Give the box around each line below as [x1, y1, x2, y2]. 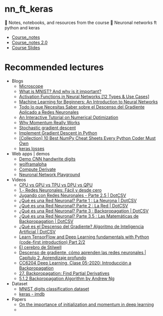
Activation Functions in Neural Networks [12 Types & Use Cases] [19, 93, 150, 99]
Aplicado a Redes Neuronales [19, 109, 79, 115]
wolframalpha [19, 161, 47, 167]
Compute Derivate [19, 166, 56, 172]
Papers [11, 296, 26, 302]
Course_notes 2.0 [11, 39, 48, 45]
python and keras [4, 24, 40, 30]
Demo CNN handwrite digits [19, 156, 76, 162]
